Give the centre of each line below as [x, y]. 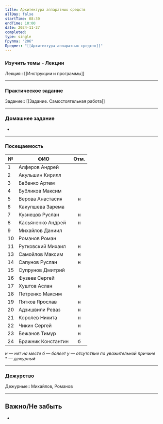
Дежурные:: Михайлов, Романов [39, 386]
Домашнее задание [30, 118]
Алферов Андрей [39, 167]
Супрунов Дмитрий [42, 270]
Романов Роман [38, 238]
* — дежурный [20, 358]
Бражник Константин [44, 341]
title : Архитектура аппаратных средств [45, 10]
